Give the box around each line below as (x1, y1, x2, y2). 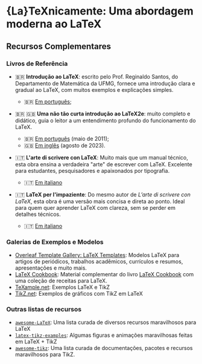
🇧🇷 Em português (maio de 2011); (24, 135, 110, 142)
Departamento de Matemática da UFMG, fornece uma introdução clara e (14, 80, 195, 87)
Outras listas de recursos (6, 305, 82, 314)
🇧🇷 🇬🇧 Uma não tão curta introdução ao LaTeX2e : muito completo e (14, 110, 191, 117)
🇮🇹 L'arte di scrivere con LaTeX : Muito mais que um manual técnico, (14, 154, 189, 161)
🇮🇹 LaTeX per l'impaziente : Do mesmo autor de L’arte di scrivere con (14, 190, 191, 198)
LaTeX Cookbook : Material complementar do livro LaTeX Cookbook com (14, 271, 194, 278)
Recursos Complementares (6, 41, 112, 51)
